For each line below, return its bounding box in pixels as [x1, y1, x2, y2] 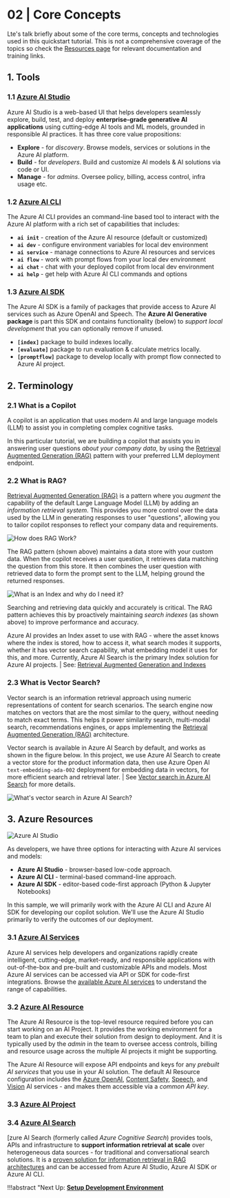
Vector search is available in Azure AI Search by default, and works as [7, 744, 206, 752]
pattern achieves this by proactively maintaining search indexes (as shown [7, 611, 219, 619]
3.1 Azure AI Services [7, 933, 80, 943]
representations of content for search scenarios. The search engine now [7, 701, 213, 709]
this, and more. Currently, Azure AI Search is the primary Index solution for [7, 653, 219, 662]
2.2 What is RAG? [7, 476, 67, 485]
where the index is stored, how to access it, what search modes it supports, [7, 639, 222, 647]
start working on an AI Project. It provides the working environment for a [7, 1024, 212, 1033]
